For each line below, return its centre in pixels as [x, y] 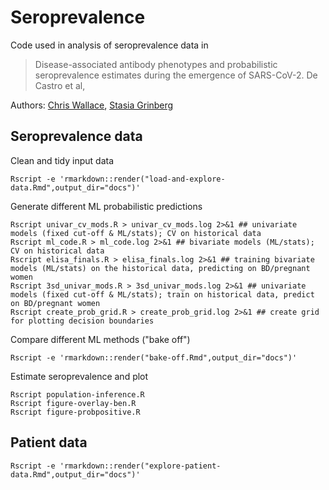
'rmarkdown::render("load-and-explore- [142, 179]
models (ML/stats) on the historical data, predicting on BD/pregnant [160, 268]
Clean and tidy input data [62, 160]
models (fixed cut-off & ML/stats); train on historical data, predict [162, 294]
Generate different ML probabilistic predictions [106, 206]
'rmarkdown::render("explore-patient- [140, 466]
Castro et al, [60, 85]
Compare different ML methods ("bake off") [100, 339]
